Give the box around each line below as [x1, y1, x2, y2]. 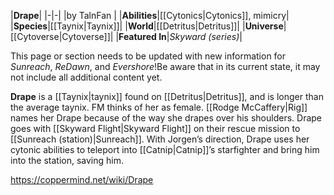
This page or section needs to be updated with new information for [10, 50, 287, 62]
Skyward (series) [169, 31, 240, 42]
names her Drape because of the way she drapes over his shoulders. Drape [10, 112, 323, 124]
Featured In [118, 31, 167, 42]
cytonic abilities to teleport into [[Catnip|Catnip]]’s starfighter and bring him [10, 144, 320, 155]
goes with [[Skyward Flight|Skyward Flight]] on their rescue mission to [10, 123, 301, 134]
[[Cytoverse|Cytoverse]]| [10, 31, 114, 42]
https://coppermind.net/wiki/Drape [10, 174, 154, 185]
